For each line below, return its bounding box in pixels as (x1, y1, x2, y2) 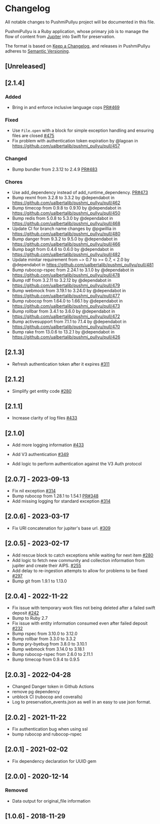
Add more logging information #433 (12, 442, 84, 448)
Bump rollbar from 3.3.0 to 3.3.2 (12, 636, 76, 642)
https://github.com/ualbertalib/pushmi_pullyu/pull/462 (12, 200, 120, 206)
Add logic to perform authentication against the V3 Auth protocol (12, 461, 142, 467)
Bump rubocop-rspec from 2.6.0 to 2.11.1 (12, 651, 93, 657)
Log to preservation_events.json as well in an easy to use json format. (12, 699, 151, 705)
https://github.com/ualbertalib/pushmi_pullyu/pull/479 (12, 282, 120, 288)
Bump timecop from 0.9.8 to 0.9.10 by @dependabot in (12, 205, 121, 210)
